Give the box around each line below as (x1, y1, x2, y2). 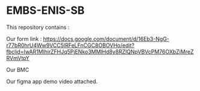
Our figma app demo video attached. (6, 78, 98, 85)
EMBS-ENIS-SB (6, 4, 85, 17)
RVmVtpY (6, 54, 30, 61)
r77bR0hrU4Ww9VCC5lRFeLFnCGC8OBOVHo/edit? (6, 42, 134, 49)
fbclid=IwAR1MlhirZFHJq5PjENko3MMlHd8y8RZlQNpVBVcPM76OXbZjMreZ (6, 48, 194, 55)
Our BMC (6, 66, 30, 73)
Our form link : (6, 35, 42, 42)
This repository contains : (6, 24, 70, 31)
